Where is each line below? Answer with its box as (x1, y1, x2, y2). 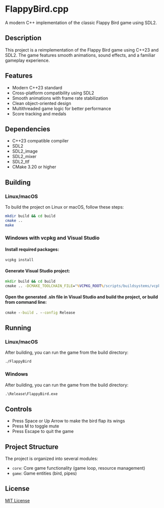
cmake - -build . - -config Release (5, 310, 76, 315)
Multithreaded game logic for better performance (12, 106, 111, 111)
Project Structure (5, 443, 59, 451)
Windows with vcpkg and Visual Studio (5, 234, 100, 241)
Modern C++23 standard (12, 84, 62, 90)
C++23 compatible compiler (12, 138, 69, 144)
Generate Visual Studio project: (5, 268, 70, 274)
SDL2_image (12, 148, 38, 154)
